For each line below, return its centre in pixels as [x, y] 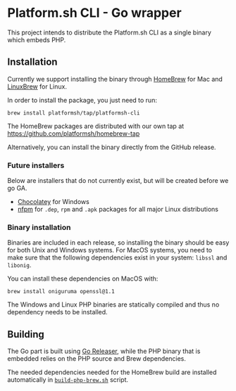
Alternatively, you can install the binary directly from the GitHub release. [112, 147]
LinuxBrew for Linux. [37, 86]
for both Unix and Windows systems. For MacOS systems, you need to [110, 250]
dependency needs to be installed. [57, 312]
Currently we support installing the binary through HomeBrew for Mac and [115, 79]
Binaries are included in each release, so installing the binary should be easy [118, 243]
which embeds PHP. [37, 39]
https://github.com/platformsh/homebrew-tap [74, 133]
